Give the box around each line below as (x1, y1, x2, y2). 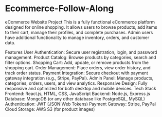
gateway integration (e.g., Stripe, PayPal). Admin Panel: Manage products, (5, 75, 154, 81)
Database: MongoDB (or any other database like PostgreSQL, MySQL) (5, 96, 145, 101)
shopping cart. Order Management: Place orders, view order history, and (5, 64, 151, 71)
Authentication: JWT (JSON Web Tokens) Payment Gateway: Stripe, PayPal (5, 101, 156, 107)
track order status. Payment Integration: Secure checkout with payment (5, 70, 148, 76)
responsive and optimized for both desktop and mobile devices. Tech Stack (5, 85, 157, 91)
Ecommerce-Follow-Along (5, 3, 114, 14)
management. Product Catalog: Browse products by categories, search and (5, 54, 157, 60)
